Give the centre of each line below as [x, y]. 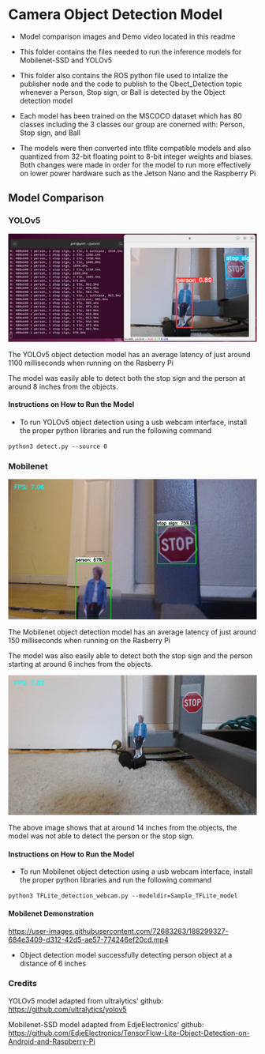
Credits [22, 984]
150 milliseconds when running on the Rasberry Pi [90, 640]
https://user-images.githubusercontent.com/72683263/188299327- [118, 931]
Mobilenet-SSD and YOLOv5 [66, 60]
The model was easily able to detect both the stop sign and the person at [127, 378]
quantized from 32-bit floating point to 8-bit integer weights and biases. [136, 156]
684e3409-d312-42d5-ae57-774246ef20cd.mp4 [88, 939]
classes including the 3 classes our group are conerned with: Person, [132, 124]
